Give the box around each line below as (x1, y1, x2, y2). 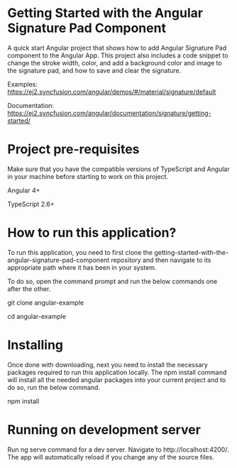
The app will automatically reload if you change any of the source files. (7, 452, 214, 461)
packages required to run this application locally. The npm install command (7, 368, 227, 376)
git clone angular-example (7, 298, 84, 307)
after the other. (7, 284, 51, 293)
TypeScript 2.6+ (7, 200, 55, 208)
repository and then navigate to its (111, 256, 211, 264)
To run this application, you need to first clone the (7, 248, 153, 256)
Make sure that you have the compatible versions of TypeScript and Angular (7, 165, 230, 173)
